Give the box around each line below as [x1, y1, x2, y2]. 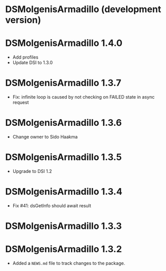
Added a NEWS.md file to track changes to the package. [12, 260, 126, 266]
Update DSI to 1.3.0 [12, 60, 53, 66]
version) [5, 14, 41, 26]
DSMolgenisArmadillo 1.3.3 [5, 220, 122, 232]
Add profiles [12, 54, 39, 60]
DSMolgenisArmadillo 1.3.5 [5, 152, 122, 163]
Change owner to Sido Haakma [12, 134, 78, 140]
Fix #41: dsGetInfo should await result [12, 202, 91, 208]
